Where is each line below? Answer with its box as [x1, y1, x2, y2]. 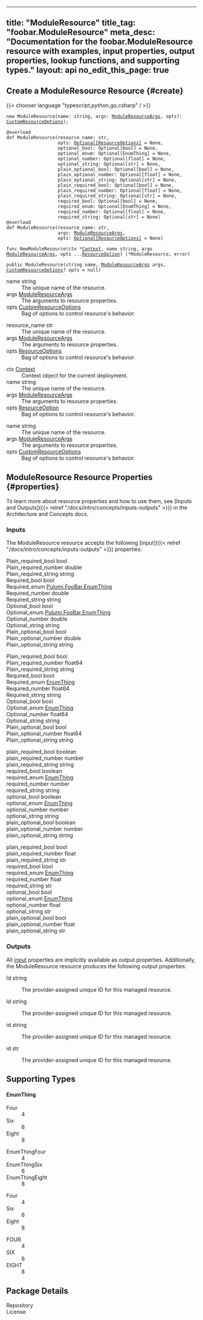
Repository [6, 1302, 33, 1309]
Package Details [6, 1285, 68, 1296]
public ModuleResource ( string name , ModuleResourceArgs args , [6, 262, 166, 268]
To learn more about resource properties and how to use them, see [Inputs [6, 498, 192, 505]
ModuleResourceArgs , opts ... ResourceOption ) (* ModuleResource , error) [6, 251, 190, 257]
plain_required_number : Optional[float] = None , [57, 188, 182, 194]
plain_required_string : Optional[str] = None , [57, 193, 177, 199]
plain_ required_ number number [6, 754, 85, 762]
